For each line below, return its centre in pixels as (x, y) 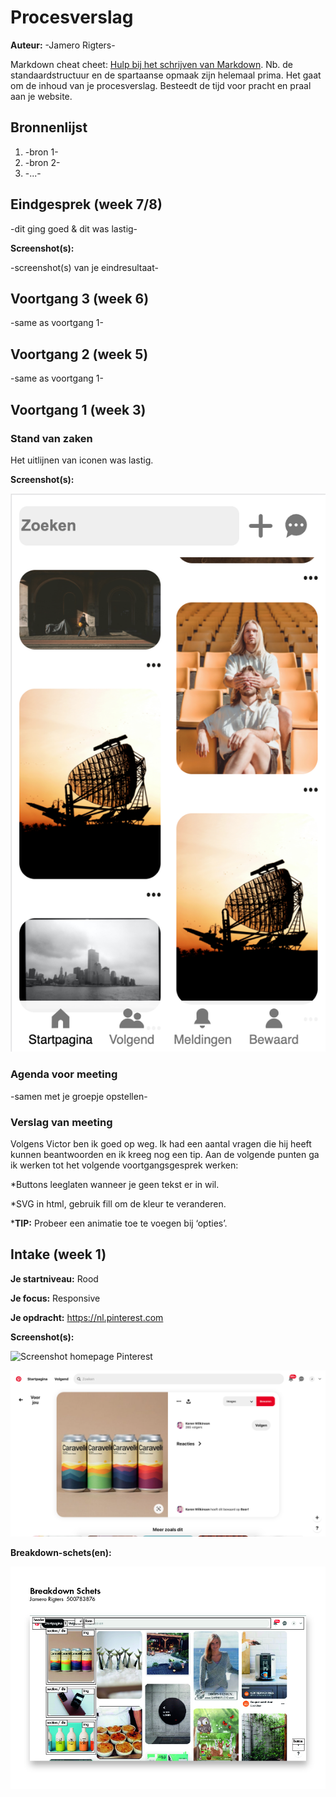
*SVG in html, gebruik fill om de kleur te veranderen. (118, 1204)
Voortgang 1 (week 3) (78, 409)
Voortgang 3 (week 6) (80, 298)
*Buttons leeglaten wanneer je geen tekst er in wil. (115, 1185)
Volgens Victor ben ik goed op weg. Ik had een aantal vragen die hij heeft (161, 1144)
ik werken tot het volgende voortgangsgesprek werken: (124, 1165)
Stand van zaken (51, 438)
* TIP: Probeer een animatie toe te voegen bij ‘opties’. (119, 1223)
